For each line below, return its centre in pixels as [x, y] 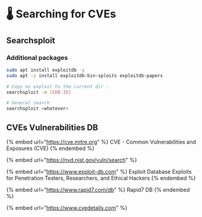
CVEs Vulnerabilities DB [52, 127]
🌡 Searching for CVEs [61, 14]
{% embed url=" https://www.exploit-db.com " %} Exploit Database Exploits [99, 171]
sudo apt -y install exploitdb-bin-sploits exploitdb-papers [85, 75]
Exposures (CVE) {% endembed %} [50, 148]
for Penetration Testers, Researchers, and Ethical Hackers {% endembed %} [101, 178]
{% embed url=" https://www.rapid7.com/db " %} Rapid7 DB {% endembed [98, 189]
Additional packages [37, 57]
